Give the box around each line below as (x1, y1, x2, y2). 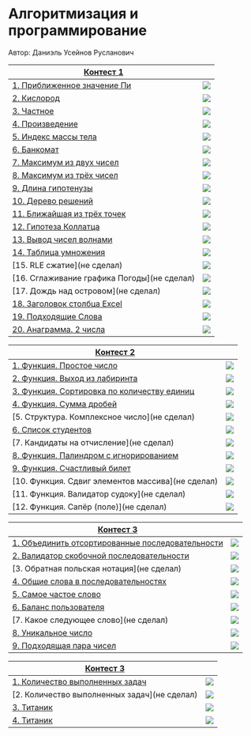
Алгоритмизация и (8, 5, 139, 23)
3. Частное (12, 105, 54, 116)
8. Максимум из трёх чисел (12, 169, 118, 180)
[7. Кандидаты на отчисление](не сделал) (12, 436, 174, 447)
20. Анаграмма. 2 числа (12, 323, 105, 334)
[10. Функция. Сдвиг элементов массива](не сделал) (12, 475, 219, 486)
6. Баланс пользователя (12, 602, 105, 613)
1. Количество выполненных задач (12, 676, 148, 687)
